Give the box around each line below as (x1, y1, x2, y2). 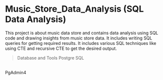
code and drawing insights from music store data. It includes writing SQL (5, 35, 152, 41)
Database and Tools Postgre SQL (17, 55, 84, 60)
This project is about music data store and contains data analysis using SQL (5, 30, 159, 36)
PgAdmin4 (5, 69, 27, 75)
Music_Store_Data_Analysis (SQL (5, 3, 144, 15)
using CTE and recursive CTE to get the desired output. (5, 45, 117, 51)
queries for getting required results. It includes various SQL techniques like (5, 40, 157, 46)
